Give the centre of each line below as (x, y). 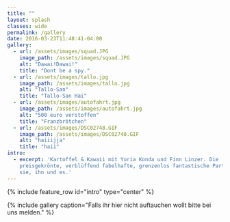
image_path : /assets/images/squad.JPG (75, 58)
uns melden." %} (31, 212)
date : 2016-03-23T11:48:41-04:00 (55, 39)
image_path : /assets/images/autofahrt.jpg (81, 109)
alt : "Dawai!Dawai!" (49, 64)
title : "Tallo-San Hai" (53, 96)
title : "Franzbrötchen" (53, 121)
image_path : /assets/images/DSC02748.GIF (79, 134)
